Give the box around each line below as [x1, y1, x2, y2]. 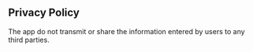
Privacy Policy [8, 6, 80, 19]
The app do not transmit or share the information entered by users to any [8, 26, 246, 36]
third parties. [8, 35, 50, 44]
